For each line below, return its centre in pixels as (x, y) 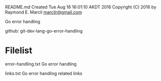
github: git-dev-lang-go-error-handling (44, 31)
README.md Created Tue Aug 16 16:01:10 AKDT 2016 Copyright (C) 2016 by (81, 7)
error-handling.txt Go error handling (41, 64)
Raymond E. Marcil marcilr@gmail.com (44, 12)
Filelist (19, 51)
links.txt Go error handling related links (44, 73)
